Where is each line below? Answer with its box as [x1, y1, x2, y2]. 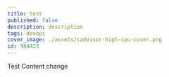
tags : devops [7, 29, 46, 37]
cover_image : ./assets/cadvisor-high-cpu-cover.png [7, 36, 162, 43]
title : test [7, 10, 42, 17]
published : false [7, 17, 58, 24]
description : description [7, 23, 83, 30]
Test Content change [7, 62, 68, 70]
